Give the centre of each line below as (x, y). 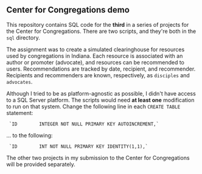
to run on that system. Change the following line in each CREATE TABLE (93, 106)
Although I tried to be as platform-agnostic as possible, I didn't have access (101, 93)
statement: (20, 113)
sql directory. (23, 37)
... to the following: (30, 135)
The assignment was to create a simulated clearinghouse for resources (96, 49)
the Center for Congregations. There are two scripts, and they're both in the (101, 31)
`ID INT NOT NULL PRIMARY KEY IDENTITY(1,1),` (78, 146)
